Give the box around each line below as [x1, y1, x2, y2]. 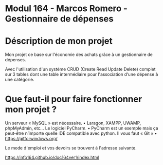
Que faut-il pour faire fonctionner [5, 93, 142, 105]
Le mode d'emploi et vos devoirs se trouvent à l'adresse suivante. [5, 145, 137, 151]
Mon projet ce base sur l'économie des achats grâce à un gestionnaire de [5, 52, 153, 57]
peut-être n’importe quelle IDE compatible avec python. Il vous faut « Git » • [5, 130, 157, 136]
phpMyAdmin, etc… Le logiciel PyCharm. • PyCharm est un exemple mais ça [5, 125, 159, 131]
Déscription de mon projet [5, 36, 113, 47]
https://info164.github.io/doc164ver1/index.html [5, 154, 100, 161]
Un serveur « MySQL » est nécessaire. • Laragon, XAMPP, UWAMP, [5, 120, 141, 126]
